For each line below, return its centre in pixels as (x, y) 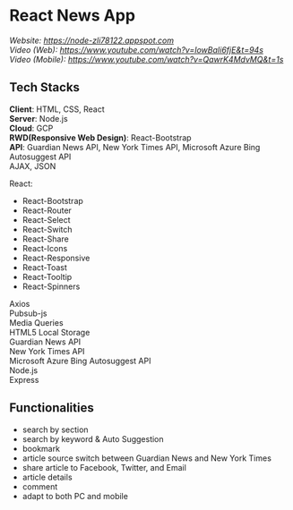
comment (40, 486)
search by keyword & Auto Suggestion (93, 438)
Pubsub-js (28, 313)
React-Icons (45, 248)
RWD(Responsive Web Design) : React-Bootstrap (100, 137)
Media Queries (37, 322)
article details (47, 477)
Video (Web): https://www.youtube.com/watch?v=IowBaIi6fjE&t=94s (137, 49)
